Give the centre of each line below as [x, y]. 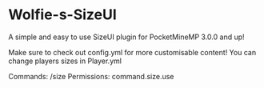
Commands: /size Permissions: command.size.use [91, 76]
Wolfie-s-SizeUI [63, 15]
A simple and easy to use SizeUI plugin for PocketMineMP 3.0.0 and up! [127, 37]
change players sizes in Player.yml [65, 61]
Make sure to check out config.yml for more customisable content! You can [132, 52]
